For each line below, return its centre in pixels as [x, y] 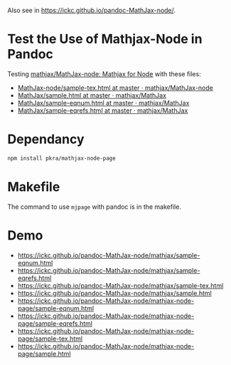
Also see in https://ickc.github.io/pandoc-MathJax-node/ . [92, 10]
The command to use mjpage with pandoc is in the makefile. [94, 207]
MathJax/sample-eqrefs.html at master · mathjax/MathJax [103, 110]
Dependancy [46, 139]
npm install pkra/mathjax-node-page [61, 158]
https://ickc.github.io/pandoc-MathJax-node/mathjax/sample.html [114, 293]
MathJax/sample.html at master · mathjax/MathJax [92, 95]
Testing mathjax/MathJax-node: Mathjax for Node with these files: [104, 73]
